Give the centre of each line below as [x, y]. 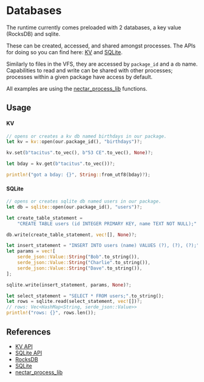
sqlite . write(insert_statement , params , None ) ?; [69, 285]
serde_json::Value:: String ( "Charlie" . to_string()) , [84, 263]
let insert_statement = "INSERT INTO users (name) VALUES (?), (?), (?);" [103, 246]
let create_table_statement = [45, 218]
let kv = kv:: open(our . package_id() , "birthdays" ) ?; [74, 142]
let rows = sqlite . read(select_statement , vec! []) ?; [74, 302]
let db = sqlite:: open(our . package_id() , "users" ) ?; [74, 207]
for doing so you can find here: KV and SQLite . [64, 52]
